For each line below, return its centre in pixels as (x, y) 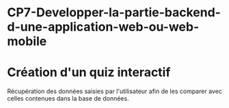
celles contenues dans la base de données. (68, 98)
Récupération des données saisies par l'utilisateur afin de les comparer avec (114, 91)
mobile (27, 41)
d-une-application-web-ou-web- (103, 27)
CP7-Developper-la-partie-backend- (114, 13)
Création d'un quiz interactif (89, 72)
